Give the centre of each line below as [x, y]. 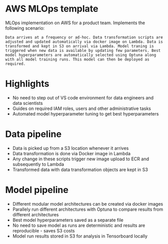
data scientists [28, 103]
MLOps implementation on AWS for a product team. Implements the [75, 23]
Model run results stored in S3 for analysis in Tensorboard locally [80, 236]
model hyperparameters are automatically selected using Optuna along [81, 55]
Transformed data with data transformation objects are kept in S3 [80, 169]
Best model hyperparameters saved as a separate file [68, 220]
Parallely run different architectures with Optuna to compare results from [88, 209]
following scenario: [25, 28]
